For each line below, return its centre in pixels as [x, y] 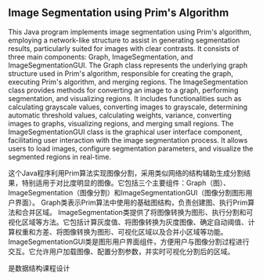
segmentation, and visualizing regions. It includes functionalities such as [125, 98]
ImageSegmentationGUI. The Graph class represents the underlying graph [128, 65]
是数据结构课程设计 [39, 268]
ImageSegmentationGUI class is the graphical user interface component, [125, 132]
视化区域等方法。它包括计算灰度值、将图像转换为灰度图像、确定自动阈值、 [128, 222]
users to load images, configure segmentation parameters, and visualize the [131, 148]
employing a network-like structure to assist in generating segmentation [124, 40]
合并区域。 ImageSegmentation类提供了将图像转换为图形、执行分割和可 [137, 212]
